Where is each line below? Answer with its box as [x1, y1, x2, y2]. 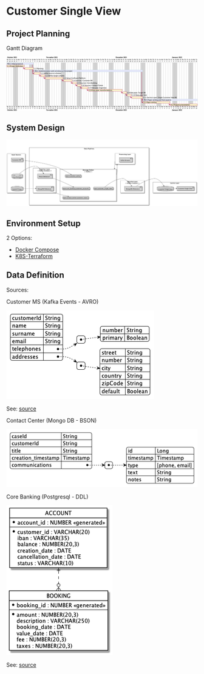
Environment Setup [6, 218, 81, 228]
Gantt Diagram [6, 44, 43, 52]
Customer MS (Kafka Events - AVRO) [6, 298, 99, 305]
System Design [6, 123, 65, 133]
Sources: [6, 286, 29, 293]
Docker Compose [15, 246, 59, 253]
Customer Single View [6, 4, 121, 18]
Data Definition [6, 270, 65, 281]
